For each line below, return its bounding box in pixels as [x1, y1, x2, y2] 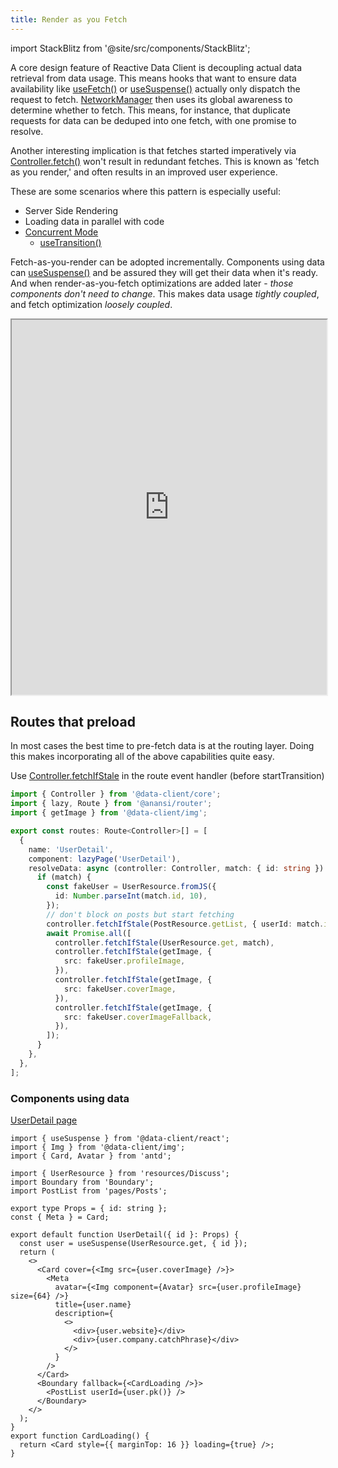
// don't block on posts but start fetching [46, 909, 235, 920]
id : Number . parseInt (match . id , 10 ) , [54, 891, 208, 901]
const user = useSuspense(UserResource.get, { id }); [19, 1238, 248, 1248]
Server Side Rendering [24, 204, 119, 216]
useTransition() [39, 236, 102, 248]
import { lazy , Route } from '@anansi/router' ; [10, 799, 213, 809]
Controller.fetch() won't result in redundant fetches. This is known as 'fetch [10, 155, 320, 167]
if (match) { [36, 872, 92, 883]
